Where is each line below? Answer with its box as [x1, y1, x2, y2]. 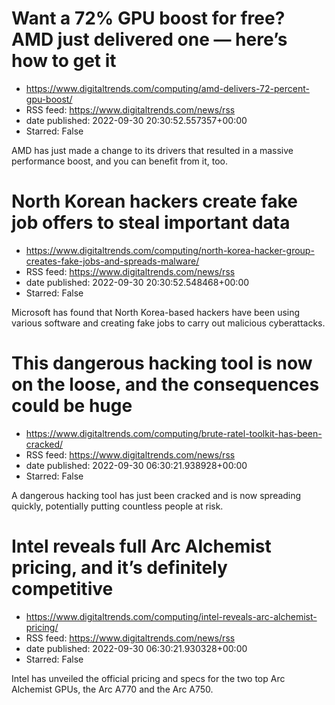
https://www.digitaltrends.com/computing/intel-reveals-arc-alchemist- [25, 610, 318, 622]
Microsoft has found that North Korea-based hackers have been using [11, 306, 301, 318]
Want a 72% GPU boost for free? [11, 7, 286, 30]
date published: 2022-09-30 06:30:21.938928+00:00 [25, 459, 248, 471]
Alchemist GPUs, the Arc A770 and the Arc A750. [11, 683, 214, 695]
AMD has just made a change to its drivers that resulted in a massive [11, 144, 294, 156]
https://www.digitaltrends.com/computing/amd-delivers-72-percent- [25, 82, 310, 94]
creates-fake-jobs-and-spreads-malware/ [25, 255, 200, 267]
